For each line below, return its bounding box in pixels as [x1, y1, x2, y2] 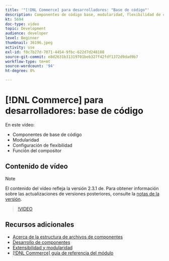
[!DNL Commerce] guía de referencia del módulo [12, 250, 114, 256]
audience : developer [5, 31, 49, 36]
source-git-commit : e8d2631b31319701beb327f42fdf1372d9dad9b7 [5, 54, 138, 59]
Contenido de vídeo [5, 162, 68, 171]
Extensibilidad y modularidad [12, 244, 73, 250]
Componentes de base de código [12, 132, 82, 138]
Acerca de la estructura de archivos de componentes [12, 234, 123, 240]
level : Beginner [5, 36, 39, 41]
